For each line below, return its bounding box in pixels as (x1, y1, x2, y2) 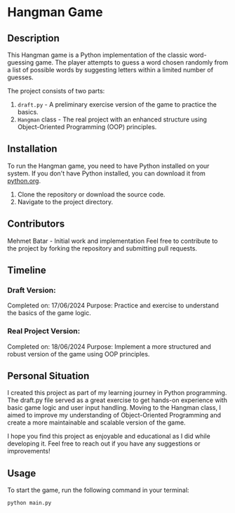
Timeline (7, 265, 47, 277)
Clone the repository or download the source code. (17, 190, 166, 199)
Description (7, 32, 60, 44)
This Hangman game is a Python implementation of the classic (7, 51, 188, 59)
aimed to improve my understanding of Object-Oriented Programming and (7, 411, 222, 420)
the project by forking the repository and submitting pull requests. (7, 244, 198, 253)
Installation (7, 143, 58, 155)
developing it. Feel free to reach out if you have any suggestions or (7, 439, 201, 448)
